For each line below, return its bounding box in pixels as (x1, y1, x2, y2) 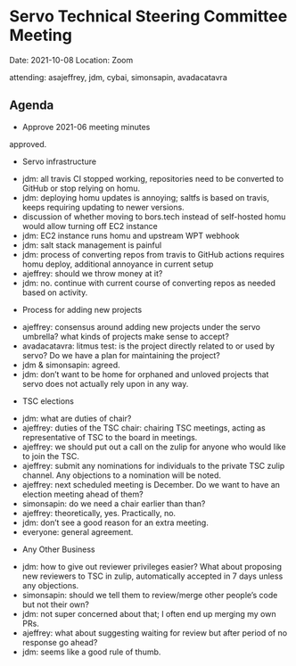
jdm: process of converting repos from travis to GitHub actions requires (21, 249, 285, 259)
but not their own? (21, 599, 89, 610)
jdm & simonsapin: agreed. (21, 359, 120, 370)
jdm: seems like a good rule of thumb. (21, 646, 161, 657)
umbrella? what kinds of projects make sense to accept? (21, 331, 230, 341)
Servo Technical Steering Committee (9, 6, 288, 27)
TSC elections (21, 395, 74, 407)
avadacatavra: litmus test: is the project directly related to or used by (21, 341, 275, 351)
